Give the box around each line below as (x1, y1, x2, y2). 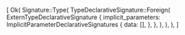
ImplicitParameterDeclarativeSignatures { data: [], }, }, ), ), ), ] (6, 21, 179, 28)
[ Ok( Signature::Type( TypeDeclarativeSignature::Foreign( (6, 6, 171, 14)
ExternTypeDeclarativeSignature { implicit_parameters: (6, 13, 161, 21)
